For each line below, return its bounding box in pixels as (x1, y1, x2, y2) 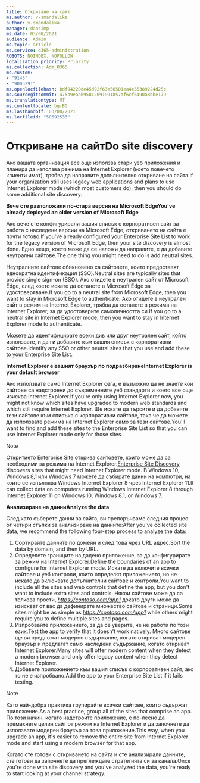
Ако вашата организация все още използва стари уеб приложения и (6, 159, 180, 167)
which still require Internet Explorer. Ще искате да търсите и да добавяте (6, 405, 188, 413)
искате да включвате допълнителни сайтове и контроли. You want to (14, 577, 189, 584)
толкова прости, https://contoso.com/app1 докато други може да (14, 596, 180, 603)
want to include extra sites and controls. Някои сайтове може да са (14, 590, 183, 597)
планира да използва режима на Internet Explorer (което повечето (6, 166, 174, 173)
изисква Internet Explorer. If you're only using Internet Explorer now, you (6, 393, 183, 400)
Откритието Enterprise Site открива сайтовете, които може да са (6, 454, 171, 461)
